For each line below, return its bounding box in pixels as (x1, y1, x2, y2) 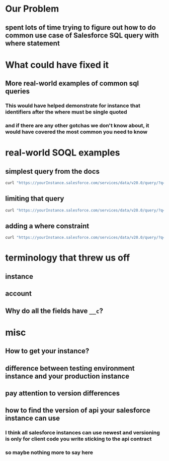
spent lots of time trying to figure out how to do (5, 23, 156, 32)
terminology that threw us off (5, 252, 130, 264)
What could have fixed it (5, 59, 109, 71)
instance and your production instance (5, 372, 130, 380)
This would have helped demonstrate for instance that (5, 102, 141, 109)
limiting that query (5, 194, 64, 203)
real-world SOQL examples (5, 147, 120, 159)
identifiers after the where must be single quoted (5, 109, 127, 116)
